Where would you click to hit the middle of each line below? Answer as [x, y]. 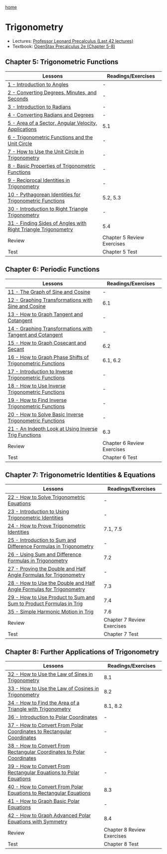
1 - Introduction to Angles [38, 84]
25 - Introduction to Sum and [42, 540]
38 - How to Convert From [39, 746]
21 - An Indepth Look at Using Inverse [53, 428]
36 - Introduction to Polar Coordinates [53, 717]
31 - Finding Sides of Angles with [47, 223]
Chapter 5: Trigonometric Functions [62, 62]
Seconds [18, 99]
